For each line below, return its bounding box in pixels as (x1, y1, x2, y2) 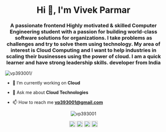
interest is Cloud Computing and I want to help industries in (10, 47, 157, 54)
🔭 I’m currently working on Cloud (12, 80, 81, 86)
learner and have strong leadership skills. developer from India (6, 59, 161, 66)
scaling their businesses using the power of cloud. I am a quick (6, 53, 161, 60)
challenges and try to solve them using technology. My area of (6, 41, 161, 47)
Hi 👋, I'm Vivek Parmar (36, 4, 131, 16)
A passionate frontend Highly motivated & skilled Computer (10, 22, 157, 29)
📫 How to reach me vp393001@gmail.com (12, 99, 103, 105)
